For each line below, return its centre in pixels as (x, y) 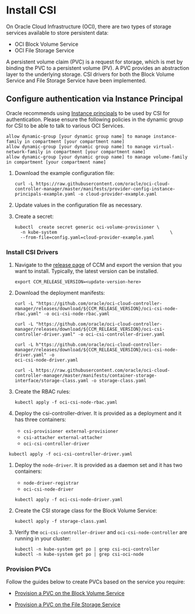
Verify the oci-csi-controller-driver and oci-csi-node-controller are (101, 532)
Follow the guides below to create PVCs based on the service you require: (96, 582)
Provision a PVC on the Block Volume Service (70, 593)
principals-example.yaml (45, 194)
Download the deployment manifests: (60, 293)
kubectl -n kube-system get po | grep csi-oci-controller (87, 549)
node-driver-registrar (51, 483)
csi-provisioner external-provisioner (71, 432)
